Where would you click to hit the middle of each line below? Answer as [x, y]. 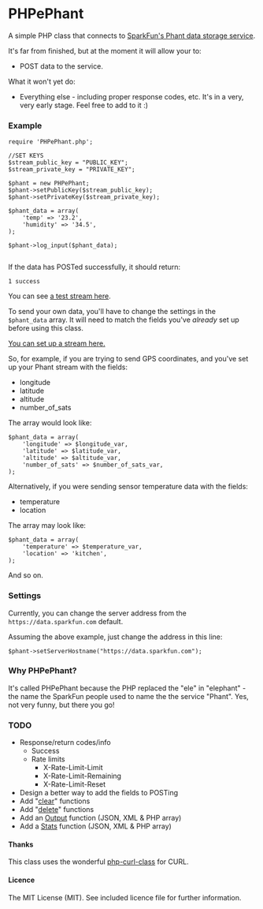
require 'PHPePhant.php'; [50, 142]
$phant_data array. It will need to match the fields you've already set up [124, 320]
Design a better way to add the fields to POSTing [99, 793]
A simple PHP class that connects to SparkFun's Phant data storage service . [132, 36]
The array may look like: [47, 526]
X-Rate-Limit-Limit [73, 768]
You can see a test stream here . [60, 296]
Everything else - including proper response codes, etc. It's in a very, [131, 96]
